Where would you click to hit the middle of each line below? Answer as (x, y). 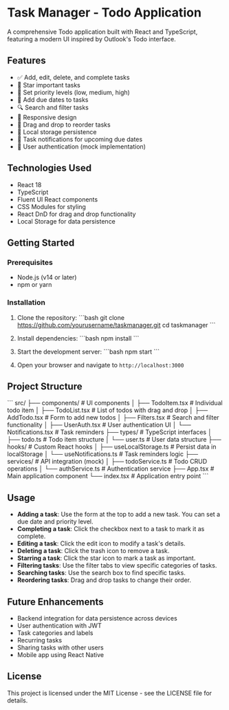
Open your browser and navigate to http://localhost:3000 (100, 365)
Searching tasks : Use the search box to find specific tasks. (101, 573)
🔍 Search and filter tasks (53, 107)
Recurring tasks (40, 640)
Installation (26, 303)
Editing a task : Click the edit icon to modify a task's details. (101, 544)
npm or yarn (34, 285)
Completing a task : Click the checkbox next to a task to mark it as (111, 529)
